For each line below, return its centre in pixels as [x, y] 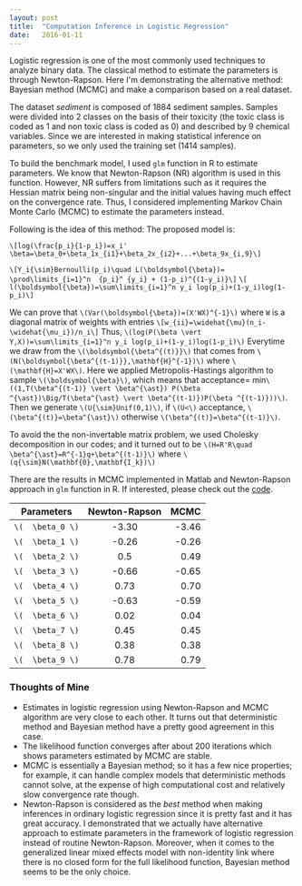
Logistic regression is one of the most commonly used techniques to [137, 61]
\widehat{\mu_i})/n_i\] [54, 333]
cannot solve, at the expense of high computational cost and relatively [154, 784]
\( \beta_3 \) [47, 571]
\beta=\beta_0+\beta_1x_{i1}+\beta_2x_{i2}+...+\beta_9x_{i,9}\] [135, 254]
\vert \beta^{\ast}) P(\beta [146, 389]
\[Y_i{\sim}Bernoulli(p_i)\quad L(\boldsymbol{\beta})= [117, 270]
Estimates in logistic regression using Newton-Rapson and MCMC [146, 707]
